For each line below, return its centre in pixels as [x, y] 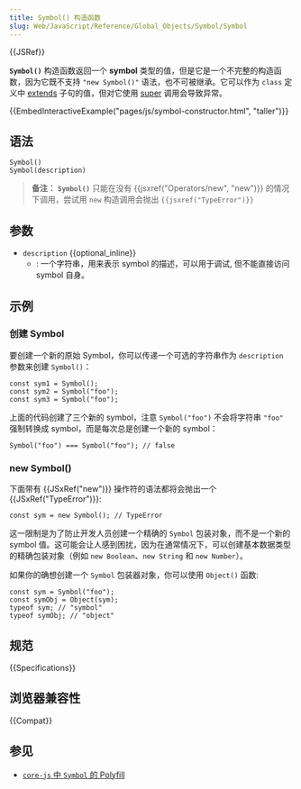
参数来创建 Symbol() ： [50, 367]
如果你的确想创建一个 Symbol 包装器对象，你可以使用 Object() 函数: [134, 575]
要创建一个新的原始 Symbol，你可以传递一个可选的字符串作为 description [146, 355]
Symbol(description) [48, 171]
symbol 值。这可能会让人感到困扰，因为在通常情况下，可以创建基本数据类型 [150, 545]
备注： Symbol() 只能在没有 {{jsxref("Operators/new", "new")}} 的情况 [160, 188]
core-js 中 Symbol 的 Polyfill [73, 775]
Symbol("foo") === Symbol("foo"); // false [92, 445]
